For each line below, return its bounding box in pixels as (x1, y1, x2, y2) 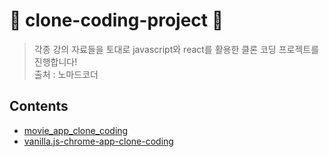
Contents (9, 98, 69, 115)
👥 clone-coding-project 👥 (9, 9, 224, 32)
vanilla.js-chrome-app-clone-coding (23, 135, 174, 147)
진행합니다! (33, 55, 78, 68)
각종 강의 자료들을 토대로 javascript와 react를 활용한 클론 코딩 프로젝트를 (33, 43, 320, 55)
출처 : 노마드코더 (33, 68, 99, 80)
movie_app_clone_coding (23, 124, 129, 136)
